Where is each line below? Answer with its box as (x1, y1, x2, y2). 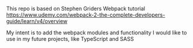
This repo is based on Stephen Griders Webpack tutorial (6, 5, 146, 12)
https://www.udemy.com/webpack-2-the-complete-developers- (6, 11, 165, 18)
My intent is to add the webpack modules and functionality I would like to (6, 29, 188, 36)
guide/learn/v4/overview (6, 18, 68, 24)
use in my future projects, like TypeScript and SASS (6, 36, 134, 42)
